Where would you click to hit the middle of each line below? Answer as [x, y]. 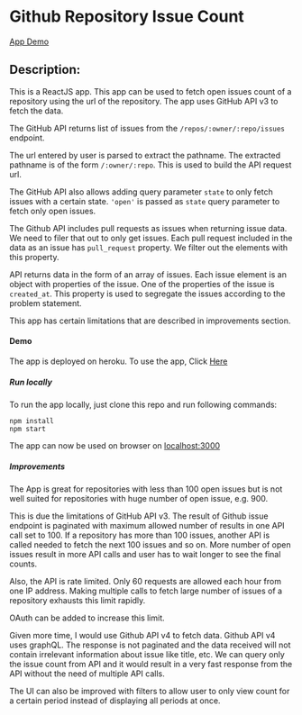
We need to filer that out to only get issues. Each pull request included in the [151, 238]
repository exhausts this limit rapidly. [78, 600]
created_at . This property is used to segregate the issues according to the [147, 294]
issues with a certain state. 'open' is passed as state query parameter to [145, 201]
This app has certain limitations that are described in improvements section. [150, 321]
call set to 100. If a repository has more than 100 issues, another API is [140, 535]
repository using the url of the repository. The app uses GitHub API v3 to [144, 101]
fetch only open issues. [53, 211]
